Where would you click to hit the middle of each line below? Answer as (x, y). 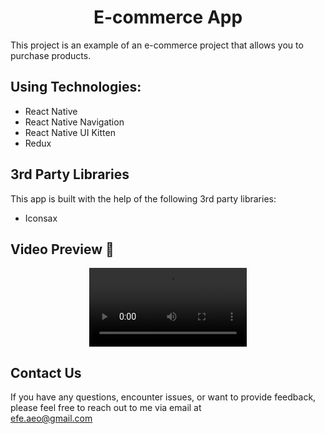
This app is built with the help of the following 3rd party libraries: (143, 198)
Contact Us (46, 372)
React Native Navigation (74, 122)
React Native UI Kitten (70, 132)
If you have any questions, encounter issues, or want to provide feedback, (163, 397)
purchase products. (51, 55)
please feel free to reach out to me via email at (106, 408)
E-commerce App (168, 17)
